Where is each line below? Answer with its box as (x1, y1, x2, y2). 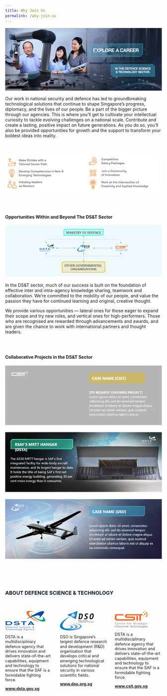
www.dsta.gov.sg (5, 686, 40, 692)
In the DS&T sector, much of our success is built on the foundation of (5, 282, 147, 288)
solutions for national (60, 663, 99, 668)
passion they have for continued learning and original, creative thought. (5, 298, 152, 304)
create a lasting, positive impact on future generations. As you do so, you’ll (5, 122, 159, 128)
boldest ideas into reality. (5, 133, 57, 139)
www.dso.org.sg (60, 681, 93, 687)
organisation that (60, 648, 92, 654)
